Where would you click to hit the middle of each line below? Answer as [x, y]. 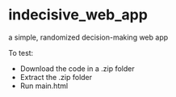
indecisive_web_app [78, 15]
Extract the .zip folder [56, 77]
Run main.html [44, 86]
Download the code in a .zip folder [77, 68]
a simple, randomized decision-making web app [88, 37]
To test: [21, 53]
